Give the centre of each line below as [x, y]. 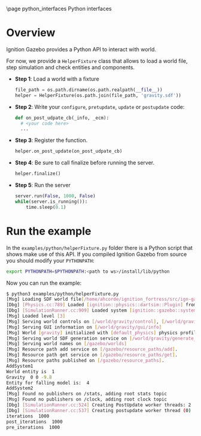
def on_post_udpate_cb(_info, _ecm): [62, 118]
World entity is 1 [31, 371]
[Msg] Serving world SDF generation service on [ [69, 338]
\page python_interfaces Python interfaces [59, 9]
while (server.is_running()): [51, 202]
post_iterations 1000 [34, 422]
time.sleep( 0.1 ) [46, 207]
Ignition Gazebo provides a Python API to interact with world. [81, 49]
